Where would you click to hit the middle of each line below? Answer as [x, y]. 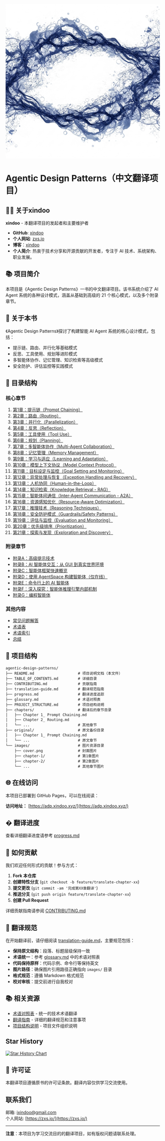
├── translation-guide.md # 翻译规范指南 [55, 689]
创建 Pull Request [31, 900]
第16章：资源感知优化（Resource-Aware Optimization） [69, 502]
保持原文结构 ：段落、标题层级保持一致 [51, 951]
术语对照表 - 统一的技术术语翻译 [45, 1013]
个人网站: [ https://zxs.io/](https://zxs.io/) [47, 1118]
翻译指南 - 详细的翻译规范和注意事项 [49, 1019]
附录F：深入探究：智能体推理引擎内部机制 [55, 589]
